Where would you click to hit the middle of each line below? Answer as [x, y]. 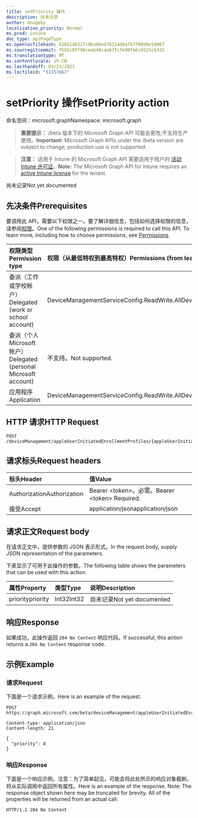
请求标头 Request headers [54, 461]
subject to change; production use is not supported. [84, 147]
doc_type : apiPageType [34, 39]
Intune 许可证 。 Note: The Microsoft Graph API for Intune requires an [104, 166]
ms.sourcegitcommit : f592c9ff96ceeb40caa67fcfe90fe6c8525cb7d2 [85, 50]
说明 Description [113, 588]
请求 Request [24, 682]
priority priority [29, 599]
